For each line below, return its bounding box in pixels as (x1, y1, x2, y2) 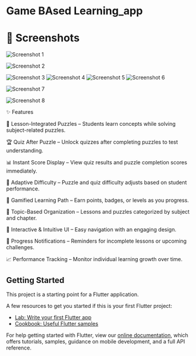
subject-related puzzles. (6, 126, 66, 134)
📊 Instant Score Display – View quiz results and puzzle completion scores (6, 159, 188, 166)
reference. (6, 344, 31, 351)
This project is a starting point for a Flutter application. (6, 291, 139, 298)
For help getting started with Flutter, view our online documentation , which (6, 331, 189, 339)
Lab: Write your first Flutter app (14, 313, 92, 321)
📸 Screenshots (6, 31, 80, 45)
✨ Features (6, 109, 34, 116)
